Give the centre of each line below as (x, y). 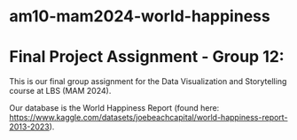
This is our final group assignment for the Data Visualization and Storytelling (148, 82)
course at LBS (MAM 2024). (60, 91)
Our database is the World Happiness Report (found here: (114, 108)
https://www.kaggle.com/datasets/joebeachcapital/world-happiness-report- (148, 118)
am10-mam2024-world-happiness (140, 16)
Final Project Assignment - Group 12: (147, 57)
